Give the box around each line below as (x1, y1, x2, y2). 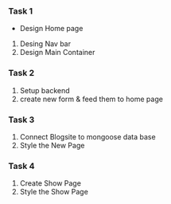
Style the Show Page (19, 187, 89, 197)
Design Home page (19, 24, 84, 33)
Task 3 (8, 114, 35, 125)
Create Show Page (19, 178, 82, 188)
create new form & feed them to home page (19, 94, 163, 104)
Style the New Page (19, 140, 85, 150)
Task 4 (8, 160, 35, 171)
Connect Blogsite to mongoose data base (19, 131, 157, 141)
